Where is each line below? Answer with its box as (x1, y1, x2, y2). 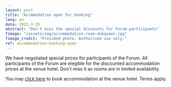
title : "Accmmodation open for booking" (5, 12, 93, 17)
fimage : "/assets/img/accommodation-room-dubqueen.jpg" (5, 31, 127, 36)
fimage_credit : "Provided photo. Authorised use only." (5, 36, 127, 41)
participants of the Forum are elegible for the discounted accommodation (5, 60, 160, 67)
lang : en (5, 17, 24, 22)
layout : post (5, 7, 33, 13)
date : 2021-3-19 (5, 21, 40, 27)
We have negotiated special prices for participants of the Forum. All (5, 55, 147, 61)
